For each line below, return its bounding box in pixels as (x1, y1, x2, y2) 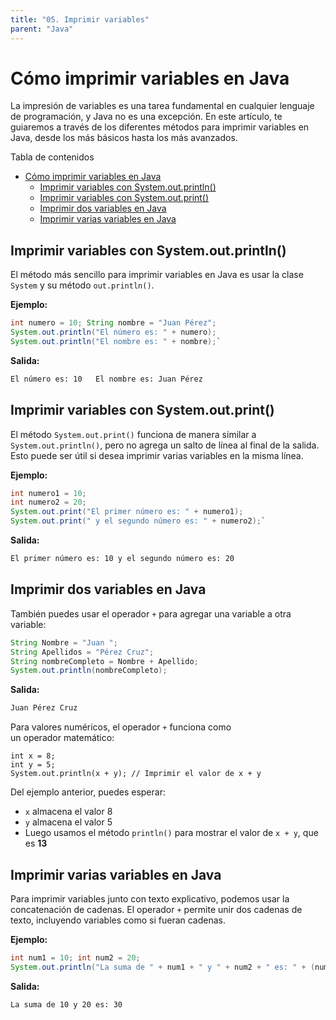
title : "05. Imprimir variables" (10, 14, 150, 25)
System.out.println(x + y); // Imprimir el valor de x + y (10, 769, 262, 779)
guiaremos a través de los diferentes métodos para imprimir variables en (10, 121, 310, 133)
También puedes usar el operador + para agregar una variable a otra (10, 607, 292, 620)
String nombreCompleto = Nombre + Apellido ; (10, 656, 199, 666)
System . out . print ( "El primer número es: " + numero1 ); (10, 507, 244, 517)
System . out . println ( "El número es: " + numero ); (10, 327, 217, 338)
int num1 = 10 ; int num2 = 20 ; (10, 952, 141, 963)
